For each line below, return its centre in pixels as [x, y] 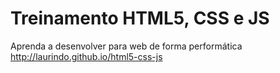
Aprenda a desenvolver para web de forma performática [126, 46]
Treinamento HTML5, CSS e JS [140, 18]
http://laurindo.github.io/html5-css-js [86, 56]
